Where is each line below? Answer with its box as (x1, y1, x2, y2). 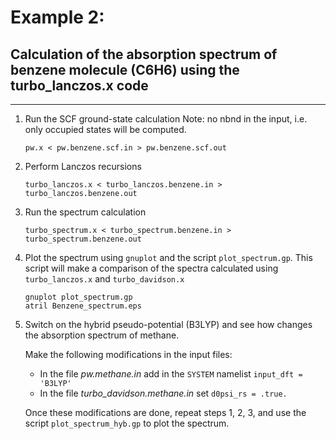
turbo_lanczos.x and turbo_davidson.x (24, 273, 185, 285)
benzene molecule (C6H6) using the (10, 61, 240, 78)
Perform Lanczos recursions (24, 161, 142, 172)
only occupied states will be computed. (24, 124, 187, 135)
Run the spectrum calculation (24, 206, 147, 218)
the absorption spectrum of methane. (24, 329, 180, 341)
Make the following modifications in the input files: (24, 349, 233, 360)
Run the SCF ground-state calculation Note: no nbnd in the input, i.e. (24, 113, 308, 125)
